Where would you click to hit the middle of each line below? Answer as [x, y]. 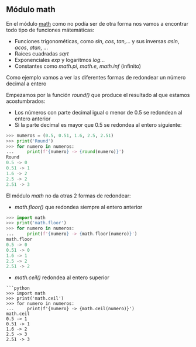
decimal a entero [26, 84]
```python [18, 289]
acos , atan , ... [31, 47]
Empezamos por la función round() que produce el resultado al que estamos [98, 95]
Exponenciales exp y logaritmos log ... [60, 60]
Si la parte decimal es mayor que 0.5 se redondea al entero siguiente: [98, 124]
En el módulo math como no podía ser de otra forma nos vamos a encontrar [97, 23]
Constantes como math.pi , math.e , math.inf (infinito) [78, 66]
